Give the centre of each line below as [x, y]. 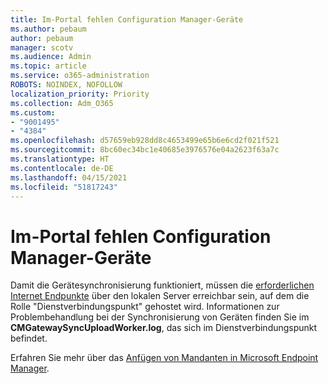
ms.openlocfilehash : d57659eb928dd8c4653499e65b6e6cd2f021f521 [145, 141]
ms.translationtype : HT [60, 159]
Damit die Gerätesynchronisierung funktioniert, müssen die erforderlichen [162, 285]
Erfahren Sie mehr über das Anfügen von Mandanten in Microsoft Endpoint [164, 358]
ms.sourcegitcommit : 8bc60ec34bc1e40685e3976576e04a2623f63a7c [145, 150]
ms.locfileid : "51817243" [64, 187]
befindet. [29, 338]
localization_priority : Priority [80, 94]
